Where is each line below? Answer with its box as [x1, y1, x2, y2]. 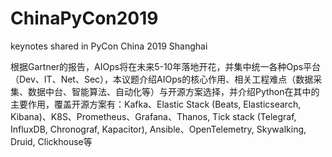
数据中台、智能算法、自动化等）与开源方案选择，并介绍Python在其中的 [27, 85, 320, 97]
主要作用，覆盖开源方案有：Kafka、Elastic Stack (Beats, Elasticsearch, [10, 98, 302, 110]
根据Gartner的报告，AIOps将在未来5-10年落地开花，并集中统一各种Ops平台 [10, 60, 322, 72]
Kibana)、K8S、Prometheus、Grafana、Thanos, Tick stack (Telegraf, [10, 110, 297, 122]
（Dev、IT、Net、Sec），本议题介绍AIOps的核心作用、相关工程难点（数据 [10, 73, 314, 85]
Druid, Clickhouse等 [10, 135, 93, 147]
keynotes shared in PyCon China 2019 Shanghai [10, 40, 208, 52]
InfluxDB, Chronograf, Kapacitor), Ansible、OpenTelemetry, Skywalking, [10, 123, 307, 135]
